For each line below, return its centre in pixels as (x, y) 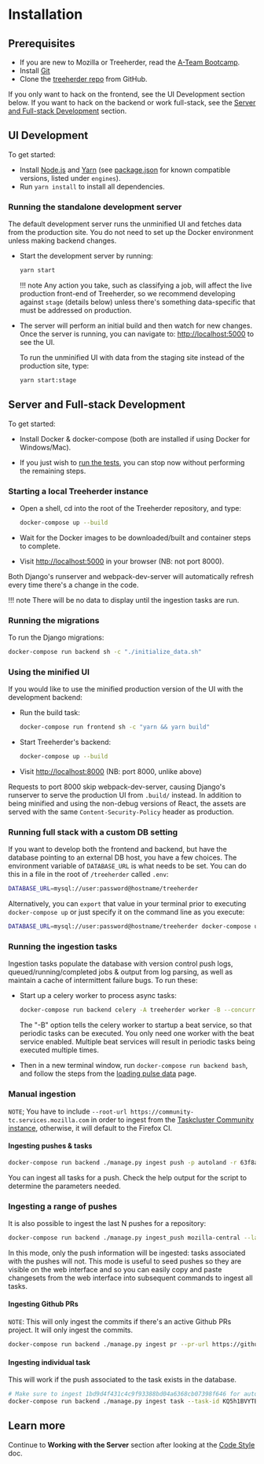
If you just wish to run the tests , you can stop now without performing (132, 462)
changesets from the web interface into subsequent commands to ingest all (130, 1278)
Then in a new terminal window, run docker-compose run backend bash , (134, 1066)
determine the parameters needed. (65, 1186)
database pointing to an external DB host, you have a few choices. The (123, 857)
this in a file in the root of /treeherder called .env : (88, 875)
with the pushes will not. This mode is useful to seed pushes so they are (125, 1261)
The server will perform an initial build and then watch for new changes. (136, 325)
